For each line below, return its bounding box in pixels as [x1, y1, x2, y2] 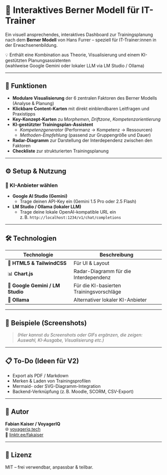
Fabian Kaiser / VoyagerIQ [5, 421, 61, 427]
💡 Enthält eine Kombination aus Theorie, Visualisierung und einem [5, 52, 140, 58]
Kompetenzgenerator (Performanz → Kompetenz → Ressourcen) [19, 126, 153, 132]
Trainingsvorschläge [74, 288, 122, 295]
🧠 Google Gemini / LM [7, 282, 61, 289]
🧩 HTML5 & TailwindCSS [7, 260, 67, 267]
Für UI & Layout [74, 260, 109, 267]
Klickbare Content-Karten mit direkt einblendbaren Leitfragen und [12, 106, 150, 112]
